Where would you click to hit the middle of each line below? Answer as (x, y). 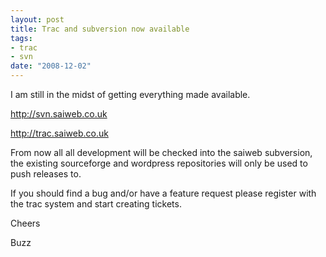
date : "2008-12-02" (51, 66)
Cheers (25, 223)
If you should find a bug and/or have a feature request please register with (163, 193)
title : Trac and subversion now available (100, 29)
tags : (21, 38)
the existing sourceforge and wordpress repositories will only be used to (159, 163)
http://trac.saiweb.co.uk (59, 133)
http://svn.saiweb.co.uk (59, 114)
